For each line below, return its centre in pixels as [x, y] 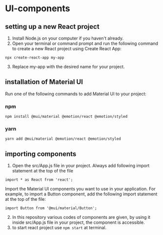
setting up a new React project [52, 27]
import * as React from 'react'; [39, 180]
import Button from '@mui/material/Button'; [51, 208]
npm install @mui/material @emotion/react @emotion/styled [66, 117]
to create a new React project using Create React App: [67, 49]
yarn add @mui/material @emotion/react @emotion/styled [63, 139]
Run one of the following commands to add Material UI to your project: [76, 94]
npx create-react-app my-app [35, 58]
